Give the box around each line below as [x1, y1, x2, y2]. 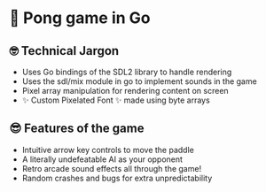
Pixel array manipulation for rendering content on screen [21, 86, 229, 96]
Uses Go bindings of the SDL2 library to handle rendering [21, 66, 232, 77]
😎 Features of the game [9, 121, 145, 136]
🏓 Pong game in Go [9, 8, 151, 28]
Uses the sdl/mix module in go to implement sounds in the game [21, 76, 257, 87]
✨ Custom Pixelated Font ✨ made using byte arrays [21, 95, 210, 105]
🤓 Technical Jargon [9, 43, 120, 58]
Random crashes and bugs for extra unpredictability [21, 173, 213, 183]
